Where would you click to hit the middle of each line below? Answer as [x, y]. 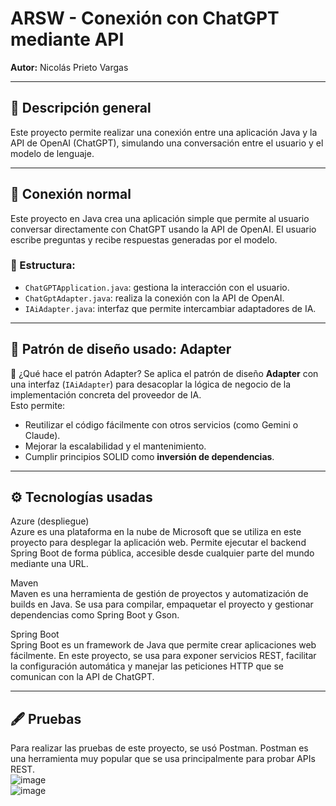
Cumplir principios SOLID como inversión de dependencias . [149, 456]
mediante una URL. [49, 564]
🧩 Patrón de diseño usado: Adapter [121, 349]
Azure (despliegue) [50, 521]
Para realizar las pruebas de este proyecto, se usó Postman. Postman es [159, 748]
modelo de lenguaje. [52, 153]
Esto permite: [38, 405]
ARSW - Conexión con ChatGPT [145, 18]
